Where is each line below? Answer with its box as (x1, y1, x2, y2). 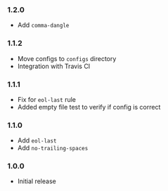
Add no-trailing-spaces (17, 144, 89, 152)
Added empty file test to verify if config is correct (17, 103, 161, 111)
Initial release (17, 177, 56, 185)
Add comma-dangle (17, 21, 70, 29)
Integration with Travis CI (17, 62, 91, 70)
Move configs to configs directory (17, 54, 117, 62)
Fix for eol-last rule (17, 95, 76, 103)
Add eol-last (17, 136, 57, 145)
